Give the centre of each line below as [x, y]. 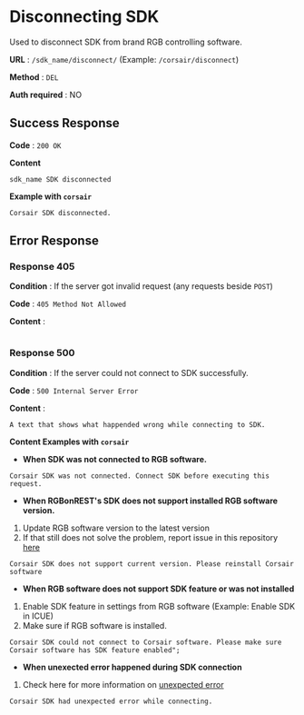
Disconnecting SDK [84, 17]
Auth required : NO [46, 94]
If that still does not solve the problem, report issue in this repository [150, 537]
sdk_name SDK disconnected [60, 179]
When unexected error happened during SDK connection [132, 667]
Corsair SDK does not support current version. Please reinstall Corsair [152, 564]
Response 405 [42, 267]
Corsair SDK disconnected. [60, 213]
